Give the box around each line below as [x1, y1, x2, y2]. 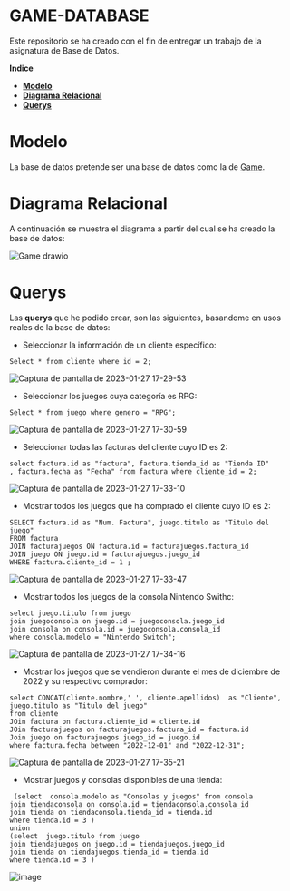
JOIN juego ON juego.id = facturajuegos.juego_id [9, 550, 201, 559]
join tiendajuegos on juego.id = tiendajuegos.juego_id [9, 839, 225, 848]
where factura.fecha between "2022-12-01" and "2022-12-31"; [9, 740, 246, 749]
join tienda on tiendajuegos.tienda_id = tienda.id [9, 847, 208, 857]
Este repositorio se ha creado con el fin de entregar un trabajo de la [9, 35, 262, 46]
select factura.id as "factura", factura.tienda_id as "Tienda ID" [9, 459, 270, 468]
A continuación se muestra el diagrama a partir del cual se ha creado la [9, 223, 275, 234]
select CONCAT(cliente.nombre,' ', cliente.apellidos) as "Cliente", [9, 693, 282, 702]
